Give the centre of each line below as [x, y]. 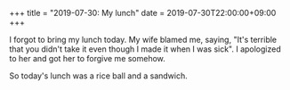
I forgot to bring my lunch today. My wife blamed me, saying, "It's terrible [143, 40]
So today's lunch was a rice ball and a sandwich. [99, 76]
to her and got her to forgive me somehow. [88, 58]
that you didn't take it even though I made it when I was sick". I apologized [145, 49]
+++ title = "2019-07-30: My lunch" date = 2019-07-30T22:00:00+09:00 [143, 13]
